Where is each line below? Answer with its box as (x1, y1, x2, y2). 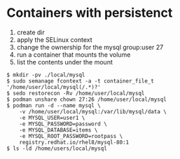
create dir (16, 28, 45, 36)
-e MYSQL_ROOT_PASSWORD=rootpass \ (19, 132, 123, 139)
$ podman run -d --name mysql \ (6, 102, 101, 109)
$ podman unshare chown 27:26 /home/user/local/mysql (6, 96, 167, 103)
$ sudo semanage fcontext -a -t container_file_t (6, 77, 155, 85)
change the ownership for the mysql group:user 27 (16, 43, 164, 51)
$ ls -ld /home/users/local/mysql (6, 145, 108, 152)
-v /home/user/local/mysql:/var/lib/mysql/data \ (19, 108, 167, 115)
